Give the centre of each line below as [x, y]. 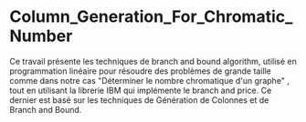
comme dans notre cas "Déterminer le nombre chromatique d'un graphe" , [150, 80]
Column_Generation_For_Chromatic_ [151, 17]
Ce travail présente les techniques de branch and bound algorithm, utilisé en [153, 61]
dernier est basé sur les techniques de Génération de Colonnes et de [139, 100]
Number [41, 36]
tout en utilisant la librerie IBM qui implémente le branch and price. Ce [141, 90]
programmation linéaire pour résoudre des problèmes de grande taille [140, 71]
